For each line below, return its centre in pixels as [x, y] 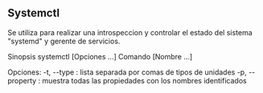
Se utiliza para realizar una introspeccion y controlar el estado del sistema [130, 32]
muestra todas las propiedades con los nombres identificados [144, 80]
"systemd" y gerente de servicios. [64, 41]
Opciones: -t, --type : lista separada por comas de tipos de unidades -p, [127, 72]
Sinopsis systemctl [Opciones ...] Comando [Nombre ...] [100, 56]
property [22, 80]
